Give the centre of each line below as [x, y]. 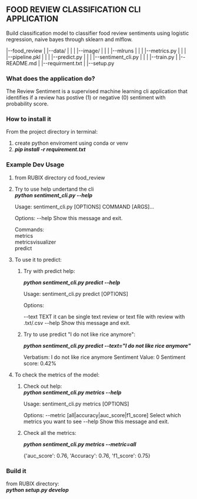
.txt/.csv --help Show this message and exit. [77, 322]
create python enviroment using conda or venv [71, 143]
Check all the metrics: [50, 433]
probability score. [27, 104]
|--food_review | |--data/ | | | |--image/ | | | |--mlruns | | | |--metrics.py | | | [96, 51]
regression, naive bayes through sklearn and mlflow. [69, 39]
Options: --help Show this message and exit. [69, 218]
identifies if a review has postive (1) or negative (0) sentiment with [86, 98]
